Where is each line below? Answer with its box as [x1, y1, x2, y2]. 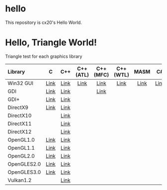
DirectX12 [7, 128, 32, 135]
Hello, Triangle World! [5, 37, 97, 48]
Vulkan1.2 [7, 177, 32, 184]
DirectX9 [7, 104, 29, 111]
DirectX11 [7, 120, 32, 127]
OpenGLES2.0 [7, 160, 41, 167]
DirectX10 [7, 112, 32, 119]
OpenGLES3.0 [7, 169, 41, 176]
